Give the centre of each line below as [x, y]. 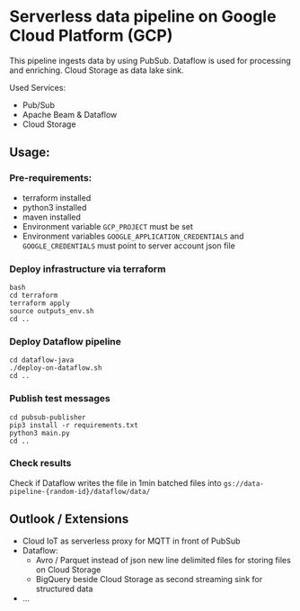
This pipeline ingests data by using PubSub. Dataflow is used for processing [150, 60]
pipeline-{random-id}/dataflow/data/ [80, 491]
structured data [64, 589]
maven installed [51, 217]
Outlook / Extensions [69, 519]
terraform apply [40, 303]
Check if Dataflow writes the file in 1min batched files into [115, 482]
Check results [40, 463]
